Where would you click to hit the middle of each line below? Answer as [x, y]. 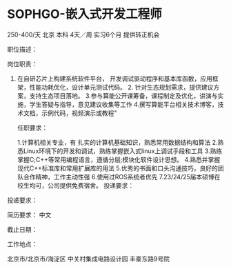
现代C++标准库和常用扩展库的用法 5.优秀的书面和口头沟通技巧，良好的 [118, 168]
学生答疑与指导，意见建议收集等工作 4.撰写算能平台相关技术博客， [124, 104]
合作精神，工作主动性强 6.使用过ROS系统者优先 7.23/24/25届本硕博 [119, 177]
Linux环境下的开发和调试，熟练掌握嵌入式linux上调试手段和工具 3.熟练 [123, 151]
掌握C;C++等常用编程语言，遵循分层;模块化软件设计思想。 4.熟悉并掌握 [119, 159]
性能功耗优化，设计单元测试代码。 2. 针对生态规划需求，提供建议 [121, 87]
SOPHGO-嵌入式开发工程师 [84, 14]
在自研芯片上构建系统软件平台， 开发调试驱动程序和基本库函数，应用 [114, 78]
